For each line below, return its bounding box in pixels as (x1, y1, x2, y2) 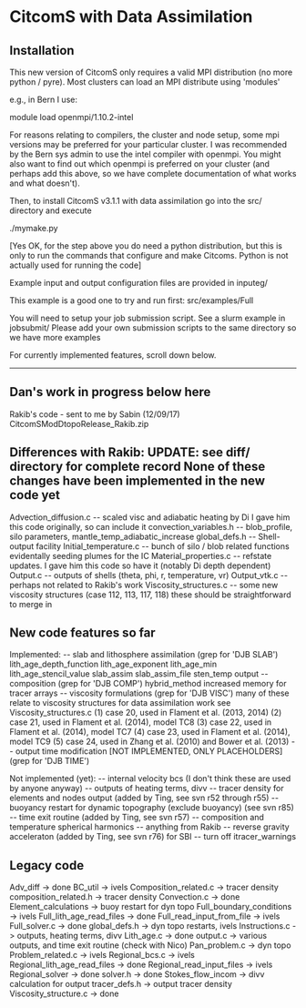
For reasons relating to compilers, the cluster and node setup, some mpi (9, 129, 280, 140)
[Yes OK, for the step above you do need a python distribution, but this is (9, 240, 282, 251)
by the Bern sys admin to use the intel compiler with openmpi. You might (9, 148, 281, 159)
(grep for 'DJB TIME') (9, 756, 90, 767)
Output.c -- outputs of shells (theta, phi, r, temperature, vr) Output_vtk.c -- (9, 569, 289, 580)
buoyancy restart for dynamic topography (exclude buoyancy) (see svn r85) (9, 802, 294, 813)
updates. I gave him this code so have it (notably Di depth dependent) (9, 560, 271, 571)
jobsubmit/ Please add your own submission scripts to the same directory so (9, 322, 297, 333)
